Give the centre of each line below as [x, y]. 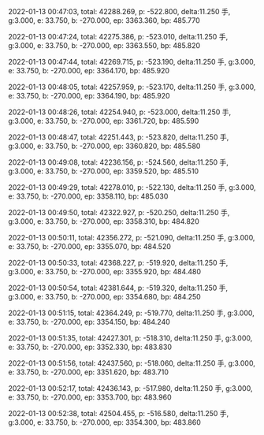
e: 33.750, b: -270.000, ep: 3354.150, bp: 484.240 [89, 322]
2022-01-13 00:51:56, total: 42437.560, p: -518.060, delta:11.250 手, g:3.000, [132, 363]
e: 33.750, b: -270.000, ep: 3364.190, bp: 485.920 [89, 96]
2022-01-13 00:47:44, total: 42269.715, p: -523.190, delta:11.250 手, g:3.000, [132, 62]
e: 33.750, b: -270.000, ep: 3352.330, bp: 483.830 [90, 347]
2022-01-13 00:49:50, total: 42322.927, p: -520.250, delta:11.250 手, [119, 212]
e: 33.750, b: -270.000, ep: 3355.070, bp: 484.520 [90, 246]
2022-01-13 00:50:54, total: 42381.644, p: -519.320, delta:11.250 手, [118, 288]
